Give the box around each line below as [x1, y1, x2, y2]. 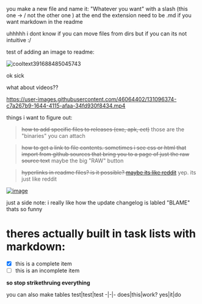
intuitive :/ [6, 37, 32, 43]
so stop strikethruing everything [6, 279, 90, 286]
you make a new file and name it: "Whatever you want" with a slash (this [6, 5, 188, 12]
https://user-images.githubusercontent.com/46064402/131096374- [6, 96, 177, 103]
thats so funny [6, 206, 43, 212]
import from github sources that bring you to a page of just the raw [21, 151, 190, 157]
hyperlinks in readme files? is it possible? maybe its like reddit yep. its [21, 169, 197, 176]
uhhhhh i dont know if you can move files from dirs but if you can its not [6, 30, 187, 37]
